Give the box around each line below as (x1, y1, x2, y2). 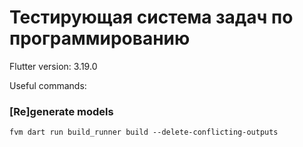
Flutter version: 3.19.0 (9, 60, 98, 72)
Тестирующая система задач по (9, 6, 294, 29)
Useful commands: (9, 79, 87, 91)
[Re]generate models (9, 104, 114, 118)
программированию (9, 27, 191, 50)
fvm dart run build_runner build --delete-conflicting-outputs (9, 127, 279, 138)
